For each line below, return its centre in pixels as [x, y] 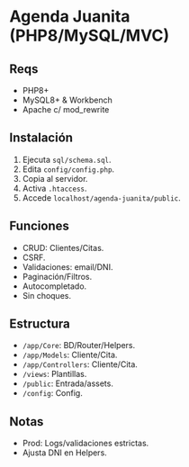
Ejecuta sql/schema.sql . [67, 159]
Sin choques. [47, 295]
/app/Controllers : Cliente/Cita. [80, 364]
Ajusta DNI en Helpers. [65, 453]
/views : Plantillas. [54, 374]
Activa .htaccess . [54, 188]
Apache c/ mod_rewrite [66, 109]
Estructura [40, 324]
